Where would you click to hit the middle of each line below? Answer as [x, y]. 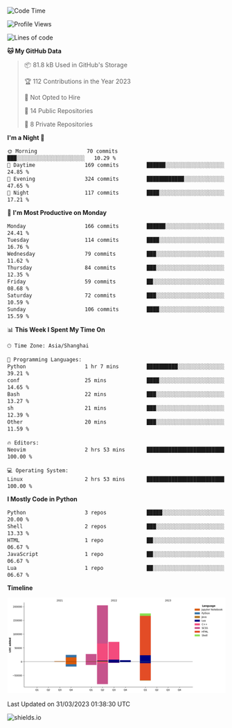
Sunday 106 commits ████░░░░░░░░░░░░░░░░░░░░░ [116, 309]
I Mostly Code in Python [42, 499]
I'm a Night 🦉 [26, 138]
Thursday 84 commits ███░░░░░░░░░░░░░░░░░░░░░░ [116, 268]
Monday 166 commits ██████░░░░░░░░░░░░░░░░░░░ [116, 226]
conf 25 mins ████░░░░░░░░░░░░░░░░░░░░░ [116, 381]
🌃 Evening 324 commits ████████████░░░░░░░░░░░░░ [116, 179]
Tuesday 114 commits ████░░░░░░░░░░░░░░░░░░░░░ [116, 240]
